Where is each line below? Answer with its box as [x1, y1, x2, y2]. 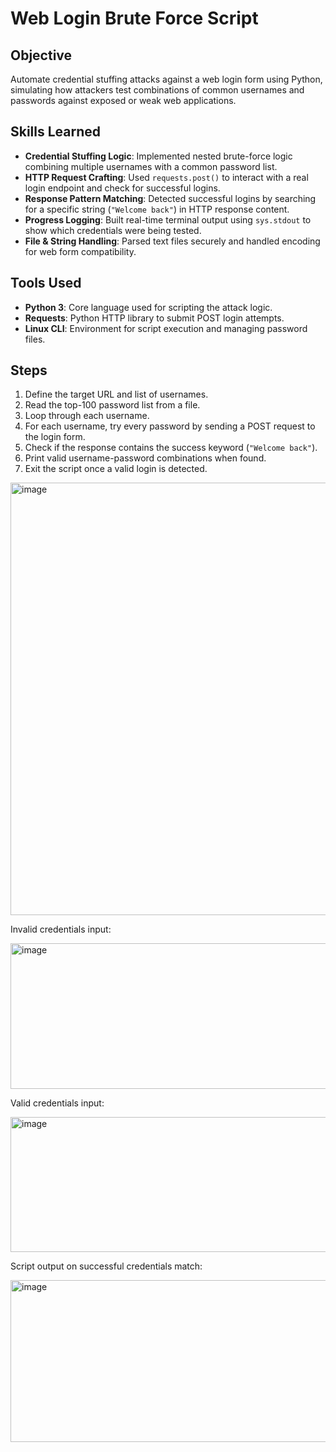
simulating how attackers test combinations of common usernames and [10, 84, 305, 96]
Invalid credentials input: [10, 923, 112, 936]
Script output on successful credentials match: [10, 1260, 203, 1272]
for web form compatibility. [24, 245, 137, 257]
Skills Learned [10, 123, 102, 141]
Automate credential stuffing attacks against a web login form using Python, [10, 73, 323, 85]
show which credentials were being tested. [24, 224, 202, 236]
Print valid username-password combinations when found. [24, 452, 267, 464]
